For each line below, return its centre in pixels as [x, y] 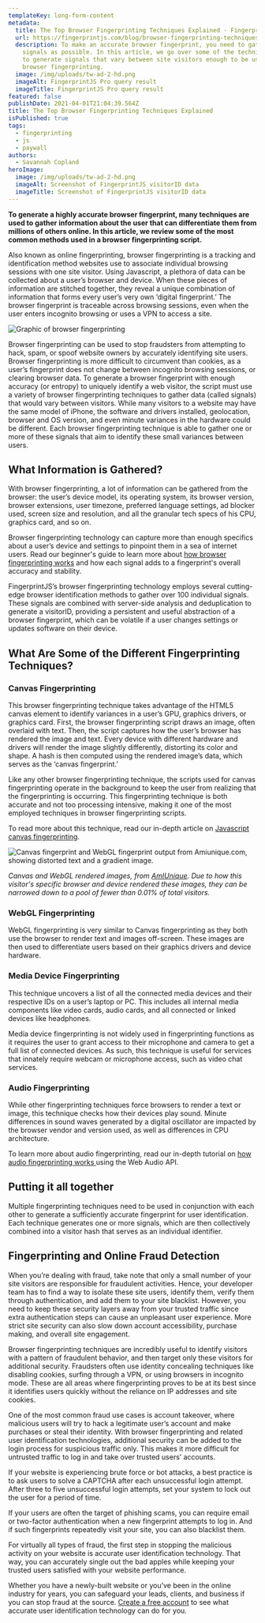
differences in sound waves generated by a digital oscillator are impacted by [132, 1122]
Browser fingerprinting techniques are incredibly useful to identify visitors [128, 1349]
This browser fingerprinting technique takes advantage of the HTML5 [121, 706]
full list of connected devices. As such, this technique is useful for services [130, 1050]
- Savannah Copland [47, 163]
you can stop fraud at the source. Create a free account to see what [119, 1602]
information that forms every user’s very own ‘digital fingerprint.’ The [120, 296]
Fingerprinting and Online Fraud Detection [114, 1256]
